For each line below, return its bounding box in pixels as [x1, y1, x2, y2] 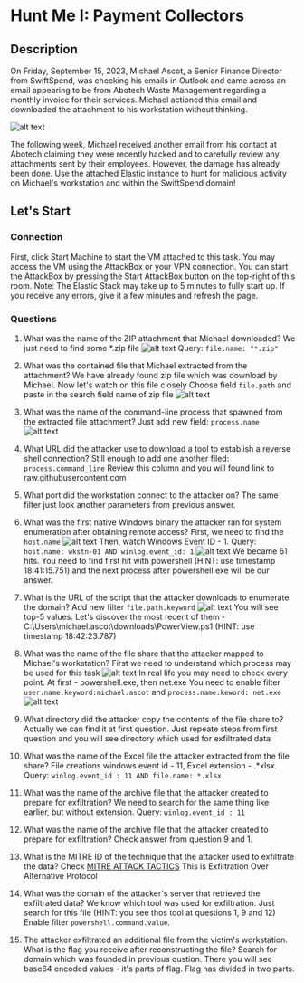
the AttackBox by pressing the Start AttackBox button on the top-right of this [10, 271, 296, 282]
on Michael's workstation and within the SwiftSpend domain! [10, 177, 236, 188]
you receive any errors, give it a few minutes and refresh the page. [10, 290, 259, 301]
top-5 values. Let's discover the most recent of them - [23, 611, 226, 622]
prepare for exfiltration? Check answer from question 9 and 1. [23, 834, 253, 845]
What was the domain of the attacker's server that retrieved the [23, 888, 261, 899]
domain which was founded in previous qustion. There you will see [23, 953, 272, 964]
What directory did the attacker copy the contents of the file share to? [23, 713, 284, 724]
